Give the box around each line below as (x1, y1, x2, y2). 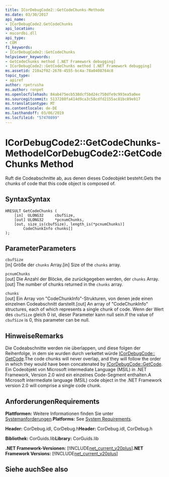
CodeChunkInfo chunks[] (23, 226, 73, 231)
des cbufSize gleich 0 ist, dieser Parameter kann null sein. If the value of (5, 312, 154, 318)
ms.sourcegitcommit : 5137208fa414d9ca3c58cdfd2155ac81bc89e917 (5, 96, 141, 101)
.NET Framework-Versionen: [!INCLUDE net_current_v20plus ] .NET (5, 445, 143, 451)
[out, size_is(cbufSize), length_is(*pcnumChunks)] (14, 221, 125, 227)
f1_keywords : (5, 45, 33, 50)
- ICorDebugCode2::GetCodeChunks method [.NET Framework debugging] (5, 64, 152, 69)
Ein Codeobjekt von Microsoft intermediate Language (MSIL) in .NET (5, 367, 147, 373)
